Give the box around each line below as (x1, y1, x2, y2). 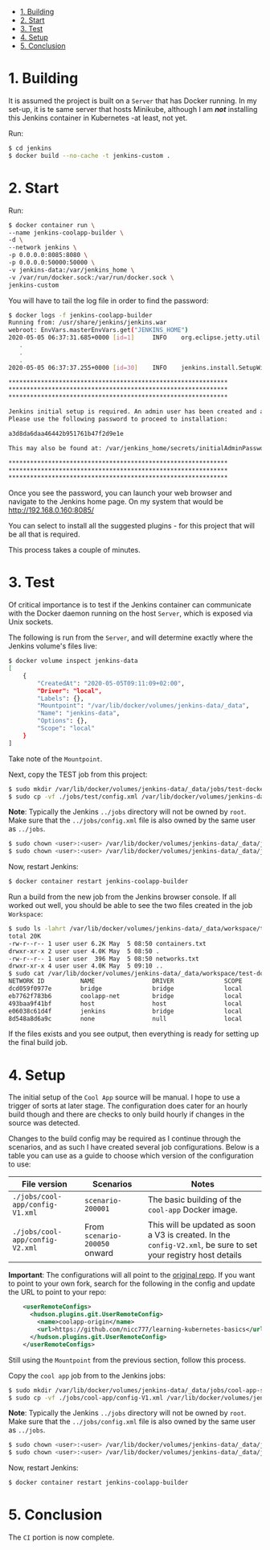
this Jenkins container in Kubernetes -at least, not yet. (8, 113, 188, 122)
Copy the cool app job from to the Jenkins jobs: (8, 1370, 166, 1380)
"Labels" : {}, (37, 694, 84, 702)
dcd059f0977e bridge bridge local (8, 984, 243, 993)
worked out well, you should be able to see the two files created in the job (8, 901, 253, 910)
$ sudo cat (8, 970, 45, 978)
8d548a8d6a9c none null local (8, 1014, 243, 1022)
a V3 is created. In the (147, 1229, 231, 1241)
